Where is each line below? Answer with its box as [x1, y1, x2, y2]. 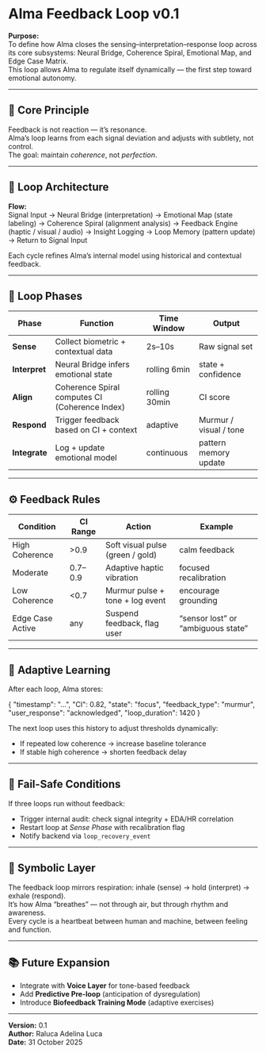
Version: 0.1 [8, 1020, 47, 1030]
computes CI [55, 392, 103, 403]
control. [8, 141, 34, 151]
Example [199, 521, 234, 532]
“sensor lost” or [179, 613, 237, 624]
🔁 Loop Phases [8, 289, 83, 302]
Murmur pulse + [105, 585, 165, 596]
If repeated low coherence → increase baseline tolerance [19, 739, 207, 748]
